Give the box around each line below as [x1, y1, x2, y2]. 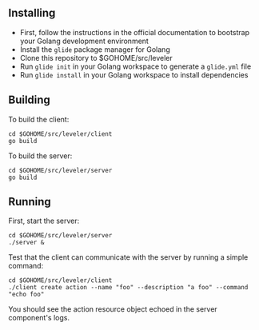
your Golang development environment [19, 36, 149, 46]
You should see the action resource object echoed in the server [8, 304, 217, 314]
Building [8, 93, 50, 107]
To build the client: [8, 114, 70, 124]
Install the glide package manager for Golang [19, 44, 170, 54]
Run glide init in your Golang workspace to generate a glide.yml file [19, 62, 252, 71]
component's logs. [8, 313, 70, 323]
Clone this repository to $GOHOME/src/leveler [19, 53, 173, 62]
